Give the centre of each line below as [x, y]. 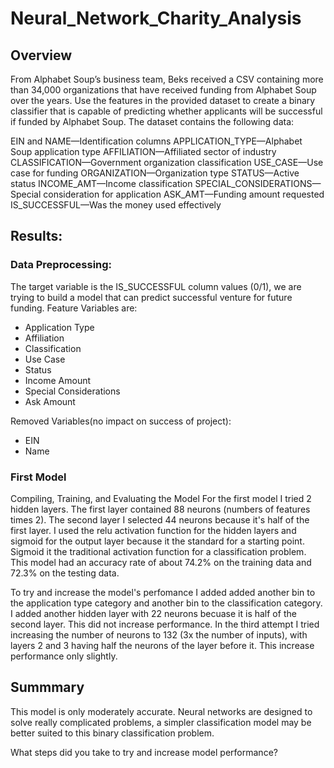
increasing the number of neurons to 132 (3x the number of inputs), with [159, 634]
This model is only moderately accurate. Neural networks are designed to [161, 711]
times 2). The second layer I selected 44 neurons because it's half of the [160, 519]
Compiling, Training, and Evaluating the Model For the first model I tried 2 [161, 498]
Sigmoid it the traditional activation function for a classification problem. [158, 551]
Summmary [47, 687]
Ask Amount [50, 401]
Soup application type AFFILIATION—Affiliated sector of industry [143, 151]
